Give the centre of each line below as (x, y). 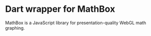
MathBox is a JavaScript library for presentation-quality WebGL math (76, 23)
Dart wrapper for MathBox (60, 9)
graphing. (15, 28)
